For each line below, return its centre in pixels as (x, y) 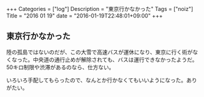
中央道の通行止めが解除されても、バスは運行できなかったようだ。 (115, 59)
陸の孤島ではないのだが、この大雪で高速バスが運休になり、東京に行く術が (100, 52)
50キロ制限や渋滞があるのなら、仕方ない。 (60, 67)
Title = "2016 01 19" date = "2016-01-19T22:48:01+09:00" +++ (85, 16)
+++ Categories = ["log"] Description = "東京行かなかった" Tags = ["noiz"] (100, 9)
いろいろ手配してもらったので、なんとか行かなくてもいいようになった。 (97, 80)
